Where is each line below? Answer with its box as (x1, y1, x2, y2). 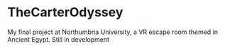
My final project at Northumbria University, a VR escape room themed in (7, 28, 219, 36)
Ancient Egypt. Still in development (7, 35, 110, 43)
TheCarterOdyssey (7, 4, 124, 21)
